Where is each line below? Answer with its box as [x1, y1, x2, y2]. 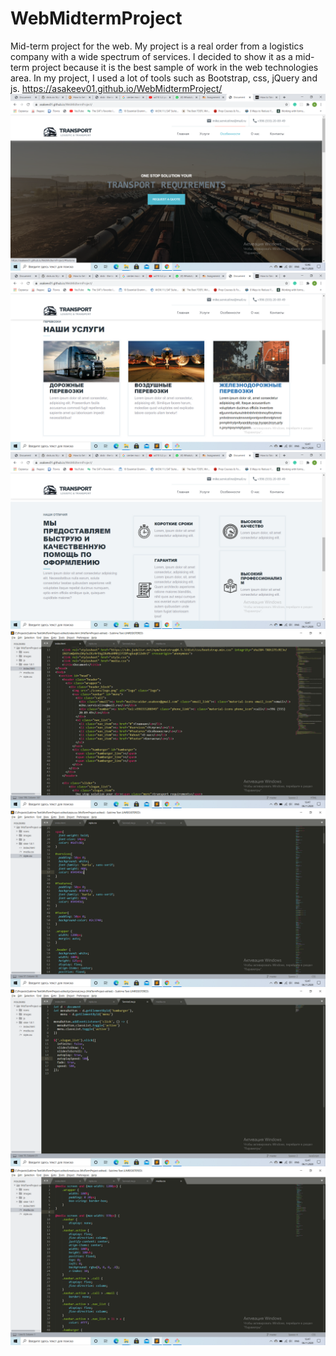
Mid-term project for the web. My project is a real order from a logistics [10, 40, 304, 52]
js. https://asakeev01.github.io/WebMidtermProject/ [10, 82, 223, 94]
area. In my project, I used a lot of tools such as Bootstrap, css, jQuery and [10, 72, 318, 84]
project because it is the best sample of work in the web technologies [31, 61, 319, 73]
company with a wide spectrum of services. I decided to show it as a [10, 50, 293, 62]
